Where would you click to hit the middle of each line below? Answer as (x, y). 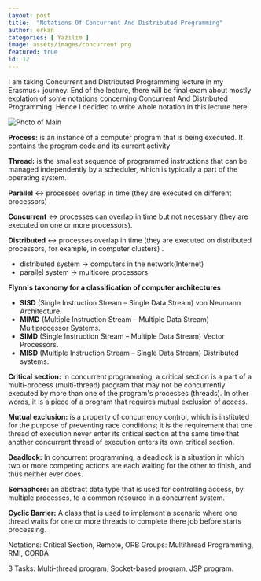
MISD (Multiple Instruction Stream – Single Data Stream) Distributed (129, 353)
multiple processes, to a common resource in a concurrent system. (117, 498)
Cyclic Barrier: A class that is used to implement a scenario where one (123, 513)
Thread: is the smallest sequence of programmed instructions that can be (128, 161)
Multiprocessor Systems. (60, 328)
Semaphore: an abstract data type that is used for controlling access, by (126, 489)
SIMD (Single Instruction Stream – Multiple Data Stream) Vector (122, 336)
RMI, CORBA (29, 553)
